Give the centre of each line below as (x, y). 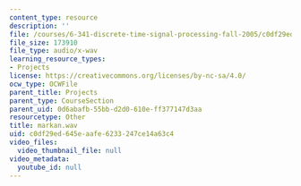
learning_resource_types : (57, 59)
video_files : (34, 142)
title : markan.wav (43, 126)
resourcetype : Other (48, 117)
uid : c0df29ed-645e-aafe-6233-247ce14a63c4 (92, 134)
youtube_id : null (50, 167)
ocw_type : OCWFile (43, 84)
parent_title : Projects (54, 92)
